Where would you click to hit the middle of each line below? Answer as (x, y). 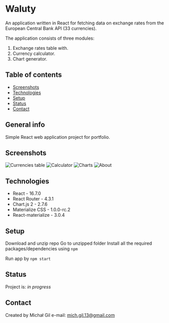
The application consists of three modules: (50, 38)
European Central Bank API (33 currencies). (51, 28)
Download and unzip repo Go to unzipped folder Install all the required (79, 243)
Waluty (21, 9)
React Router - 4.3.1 (33, 199)
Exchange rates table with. (40, 48)
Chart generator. (30, 58)
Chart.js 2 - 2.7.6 (30, 204)
